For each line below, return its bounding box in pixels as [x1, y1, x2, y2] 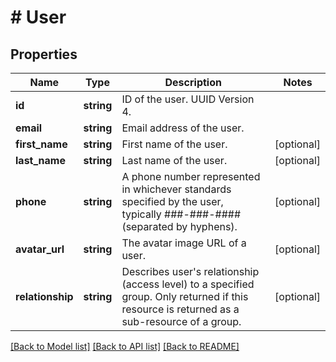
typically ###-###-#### [121, 207, 242, 221]
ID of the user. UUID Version [121, 92, 255, 106]
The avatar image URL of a [121, 236, 247, 250]
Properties [10, 46, 78, 63]
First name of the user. [121, 137, 228, 151]
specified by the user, [121, 195, 224, 208]
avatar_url [15, 242, 65, 256]
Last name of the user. [121, 154, 228, 167]
